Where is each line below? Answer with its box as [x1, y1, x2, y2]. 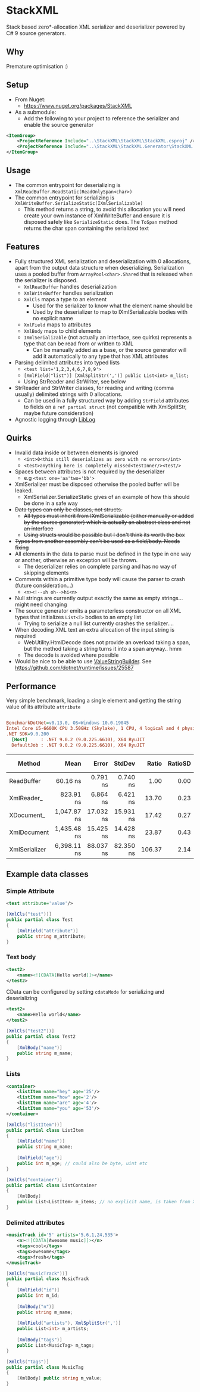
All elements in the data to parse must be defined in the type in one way [14, 550, 192, 557]
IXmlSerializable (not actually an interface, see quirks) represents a [23, 333, 192, 341]
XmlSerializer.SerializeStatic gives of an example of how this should [23, 493, 190, 500]
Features [6, 242, 40, 252]
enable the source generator [23, 121, 94, 128]
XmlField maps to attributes [23, 321, 92, 328]
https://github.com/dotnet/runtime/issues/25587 [14, 664, 134, 671]
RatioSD [167, 759, 192, 767]
